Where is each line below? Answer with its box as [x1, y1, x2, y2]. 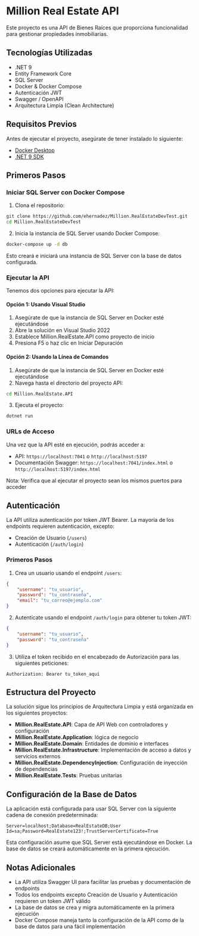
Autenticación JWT [14, 89, 63, 96]
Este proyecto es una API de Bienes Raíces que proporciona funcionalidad [6, 24, 188, 31]
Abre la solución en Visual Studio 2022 [14, 327, 110, 334]
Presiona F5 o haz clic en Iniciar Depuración [14, 339, 123, 347]
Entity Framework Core [14, 70, 71, 77]
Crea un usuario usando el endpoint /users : [14, 569, 122, 576]
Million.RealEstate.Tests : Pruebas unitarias [14, 772, 122, 779]
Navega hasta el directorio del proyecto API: [14, 379, 123, 387]
